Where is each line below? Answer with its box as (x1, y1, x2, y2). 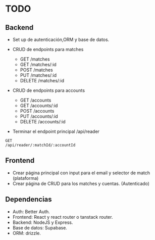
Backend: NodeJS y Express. (12, 219, 73, 225)
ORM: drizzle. (12, 230, 41, 236)
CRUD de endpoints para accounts (12, 87, 85, 93)
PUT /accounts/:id (20, 113, 58, 119)
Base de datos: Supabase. (12, 224, 67, 230)
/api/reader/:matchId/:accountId (5, 142, 76, 148)
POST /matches (20, 67, 53, 73)
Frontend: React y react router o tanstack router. (12, 214, 113, 220)
